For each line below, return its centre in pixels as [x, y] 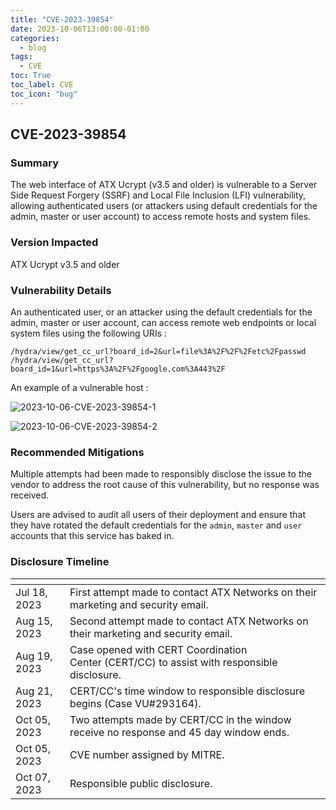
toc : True [31, 76]
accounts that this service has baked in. [92, 536]
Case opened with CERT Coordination [158, 649]
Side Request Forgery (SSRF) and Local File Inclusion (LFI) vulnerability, [158, 195]
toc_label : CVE [42, 85]
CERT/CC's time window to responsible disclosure [187, 691]
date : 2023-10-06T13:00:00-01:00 [80, 29]
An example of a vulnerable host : [79, 387]
